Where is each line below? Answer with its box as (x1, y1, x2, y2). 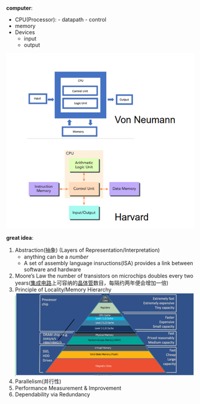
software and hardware (23, 266, 82, 273)
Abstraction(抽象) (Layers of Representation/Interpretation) (14, 246, 160, 254)
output (23, 41, 41, 48)
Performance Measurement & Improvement (14, 384, 122, 391)
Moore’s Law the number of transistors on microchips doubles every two (14, 272, 194, 279)
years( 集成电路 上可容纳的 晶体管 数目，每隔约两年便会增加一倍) (14, 279, 169, 286)
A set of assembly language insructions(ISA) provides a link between (23, 260, 193, 267)
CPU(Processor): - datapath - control (14, 16, 106, 23)
